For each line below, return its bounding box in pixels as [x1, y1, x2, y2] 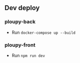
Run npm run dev [11, 52, 45, 58]
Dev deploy [4, 4, 40, 12]
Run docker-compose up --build [11, 29, 76, 35]
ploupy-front [4, 41, 36, 48]
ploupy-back [4, 18, 36, 25]
